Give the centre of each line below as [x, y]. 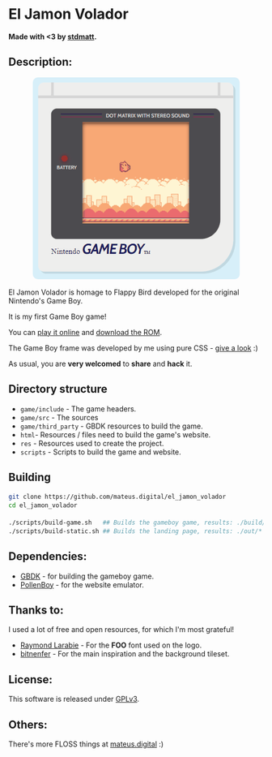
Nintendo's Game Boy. [46, 300]
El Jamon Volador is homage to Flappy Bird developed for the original [124, 292]
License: [30, 680]
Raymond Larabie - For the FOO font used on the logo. [111, 645]
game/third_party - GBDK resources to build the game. [112, 426]
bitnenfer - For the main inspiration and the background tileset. [125, 654]
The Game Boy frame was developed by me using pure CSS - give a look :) [133, 348]
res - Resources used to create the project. [92, 443]
